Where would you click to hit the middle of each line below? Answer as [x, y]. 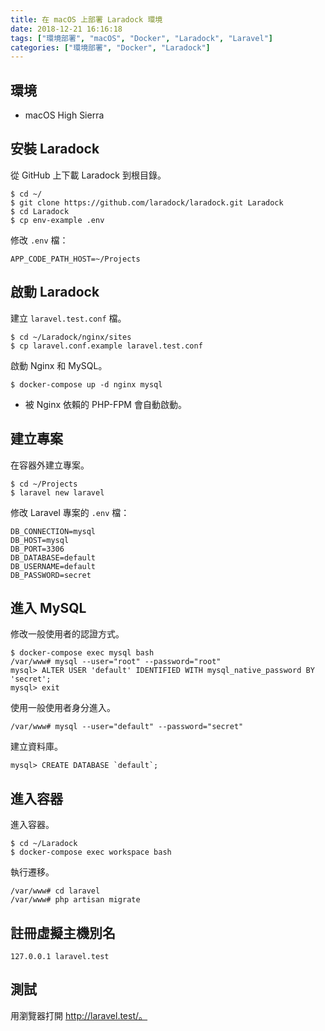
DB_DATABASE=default [53, 557]
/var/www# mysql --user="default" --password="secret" [127, 727]
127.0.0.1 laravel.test [60, 956]
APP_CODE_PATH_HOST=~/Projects [75, 259]
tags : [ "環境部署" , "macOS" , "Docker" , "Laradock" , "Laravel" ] [142, 38]
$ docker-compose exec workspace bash [91, 852]
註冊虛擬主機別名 [63, 932]
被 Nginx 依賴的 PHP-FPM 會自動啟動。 [105, 404]
